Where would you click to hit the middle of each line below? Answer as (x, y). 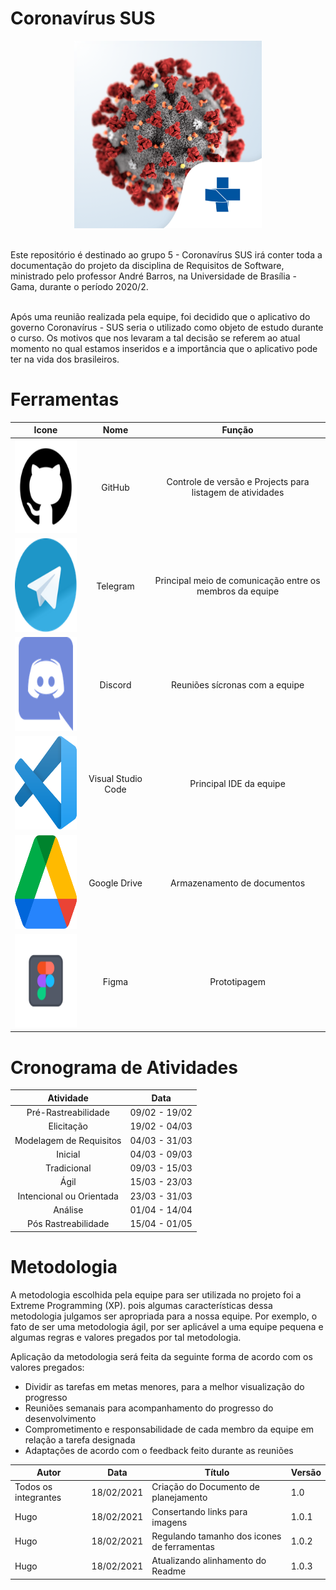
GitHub (115, 487)
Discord (115, 685)
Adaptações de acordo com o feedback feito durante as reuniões (159, 1450)
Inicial (68, 1154)
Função (237, 430)
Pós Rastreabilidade (68, 1224)
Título (217, 1472)
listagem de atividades (238, 493)
